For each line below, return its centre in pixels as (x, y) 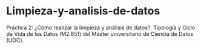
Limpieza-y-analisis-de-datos (83, 11)
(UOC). (15, 40)
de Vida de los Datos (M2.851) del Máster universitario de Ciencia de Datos (100, 33)
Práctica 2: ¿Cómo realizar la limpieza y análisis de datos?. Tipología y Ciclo (101, 27)
